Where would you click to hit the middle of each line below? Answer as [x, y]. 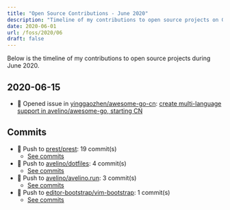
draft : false [26, 39]
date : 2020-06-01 [32, 26]
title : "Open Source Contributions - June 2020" [78, 13]
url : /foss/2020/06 [35, 32]
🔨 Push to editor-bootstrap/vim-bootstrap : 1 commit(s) [93, 192]
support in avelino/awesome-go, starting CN [80, 111]
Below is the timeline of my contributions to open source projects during [109, 58]
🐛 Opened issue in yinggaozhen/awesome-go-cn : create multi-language [119, 103]
